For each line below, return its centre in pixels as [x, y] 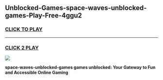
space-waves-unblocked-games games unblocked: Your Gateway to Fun [80, 67]
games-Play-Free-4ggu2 [44, 16]
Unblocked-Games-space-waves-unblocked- [76, 8]
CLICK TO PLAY [24, 30]
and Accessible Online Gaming [37, 72]
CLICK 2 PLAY [22, 48]
